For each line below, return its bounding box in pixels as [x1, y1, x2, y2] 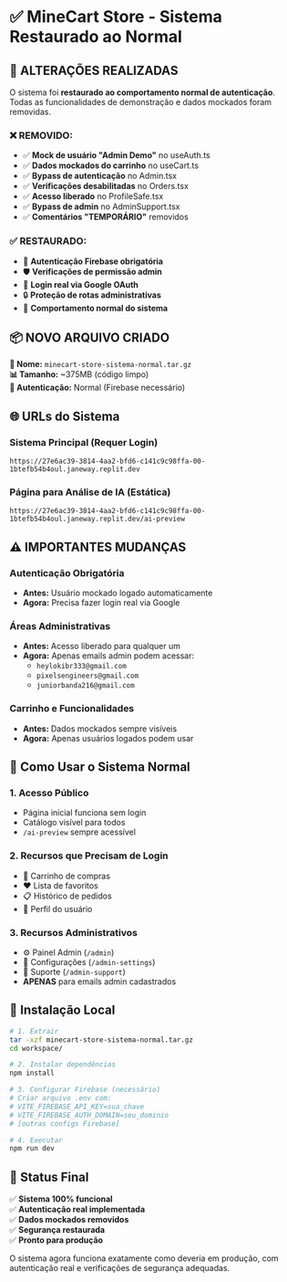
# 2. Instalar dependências [9, 1060, 117, 1069]
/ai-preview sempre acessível [22, 826, 137, 837]
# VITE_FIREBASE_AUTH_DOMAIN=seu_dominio [9, 1110, 169, 1119]
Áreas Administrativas [9, 620, 111, 632]
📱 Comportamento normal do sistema [22, 302, 169, 313]
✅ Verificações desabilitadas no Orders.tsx [22, 181, 190, 192]
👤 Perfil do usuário [22, 903, 93, 914]
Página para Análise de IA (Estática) [9, 486, 171, 499]
